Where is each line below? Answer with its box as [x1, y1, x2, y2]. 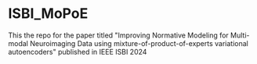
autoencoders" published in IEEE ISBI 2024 [8, 47, 147, 56]
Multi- [230, 30, 250, 40]
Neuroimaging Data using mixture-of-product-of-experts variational [30, 38, 248, 48]
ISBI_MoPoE [8, 5, 89, 23]
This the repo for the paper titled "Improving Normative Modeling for [8, 30, 229, 40]
